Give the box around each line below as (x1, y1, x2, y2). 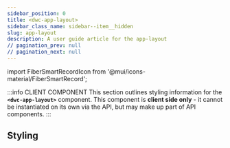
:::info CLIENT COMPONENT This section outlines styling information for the (7, 87, 222, 96)
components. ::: (7, 109, 51, 118)
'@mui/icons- (107, 67, 146, 76)
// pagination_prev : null (7, 42, 81, 49)
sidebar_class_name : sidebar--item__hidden (7, 23, 134, 30)
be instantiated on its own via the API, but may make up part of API (7, 103, 196, 111)
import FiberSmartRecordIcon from (7, 67, 106, 76)
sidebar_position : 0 (7, 10, 67, 17)
